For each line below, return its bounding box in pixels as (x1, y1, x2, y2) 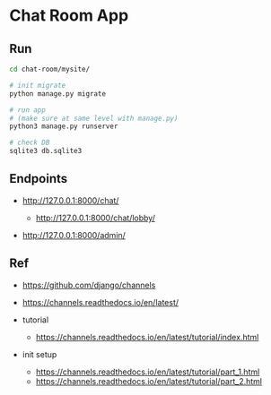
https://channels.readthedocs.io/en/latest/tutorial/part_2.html (35, 375, 263, 386)
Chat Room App (9, 5, 129, 26)
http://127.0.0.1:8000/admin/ (22, 229, 126, 240)
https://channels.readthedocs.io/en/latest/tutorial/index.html (35, 331, 259, 342)
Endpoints (9, 171, 68, 186)
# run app (9, 105, 47, 115)
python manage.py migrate (9, 89, 106, 99)
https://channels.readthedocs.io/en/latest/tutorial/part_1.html (35, 366, 260, 377)
